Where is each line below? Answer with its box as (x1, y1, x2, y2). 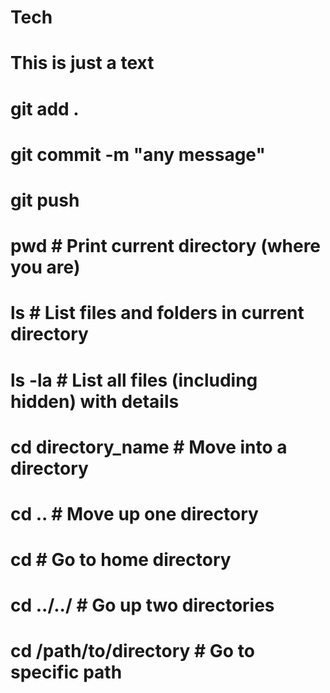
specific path (10, 661, 123, 684)
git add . (10, 97, 80, 120)
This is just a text (10, 52, 155, 75)
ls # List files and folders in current (10, 302, 305, 325)
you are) (10, 256, 81, 279)
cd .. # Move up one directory (10, 502, 259, 525)
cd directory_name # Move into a (10, 436, 288, 458)
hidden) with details (10, 390, 180, 413)
